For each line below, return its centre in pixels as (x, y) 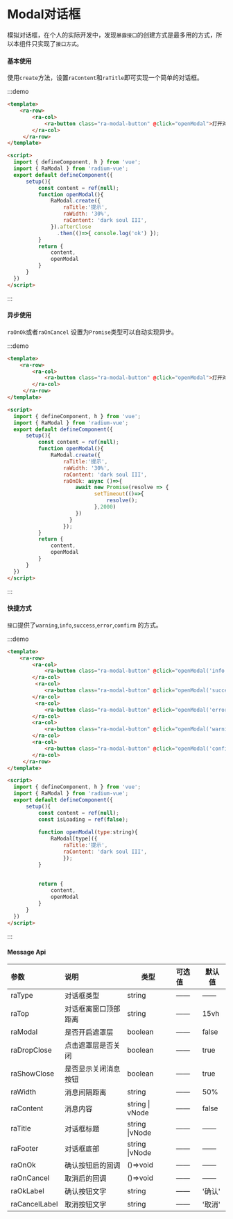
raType (22, 995)
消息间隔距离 (86, 1092)
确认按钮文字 (86, 1191)
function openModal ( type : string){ (88, 832)
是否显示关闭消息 (93, 1069)
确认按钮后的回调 (93, 1165)
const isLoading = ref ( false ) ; (83, 819)
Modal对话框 (44, 14)
